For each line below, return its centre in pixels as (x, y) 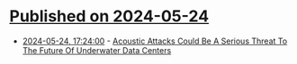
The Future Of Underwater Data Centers (97, 50)
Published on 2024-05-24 (109, 16)
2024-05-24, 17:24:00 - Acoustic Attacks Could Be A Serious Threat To (155, 41)
